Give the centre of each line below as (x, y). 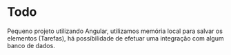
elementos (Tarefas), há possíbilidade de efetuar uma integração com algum (115, 38)
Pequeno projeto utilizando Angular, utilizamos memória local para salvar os (115, 31)
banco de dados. (31, 45)
